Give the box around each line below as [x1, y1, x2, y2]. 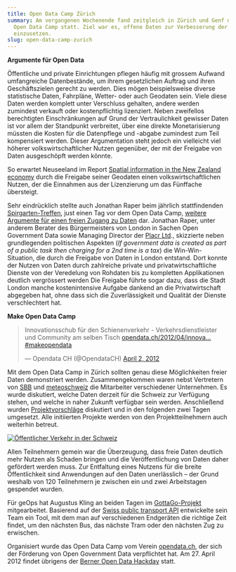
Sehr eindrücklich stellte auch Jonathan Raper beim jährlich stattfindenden [7, 201, 223, 210]
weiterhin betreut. [7, 420, 59, 429]
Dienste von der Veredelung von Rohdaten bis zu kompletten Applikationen [7, 269, 225, 277]
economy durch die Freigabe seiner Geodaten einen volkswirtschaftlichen [7, 173, 221, 182]
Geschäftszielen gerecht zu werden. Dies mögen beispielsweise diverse [7, 84, 216, 93]
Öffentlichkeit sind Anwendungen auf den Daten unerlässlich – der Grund [7, 470, 219, 478]
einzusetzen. [13, 30, 52, 37]
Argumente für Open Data [7, 56, 84, 64]
